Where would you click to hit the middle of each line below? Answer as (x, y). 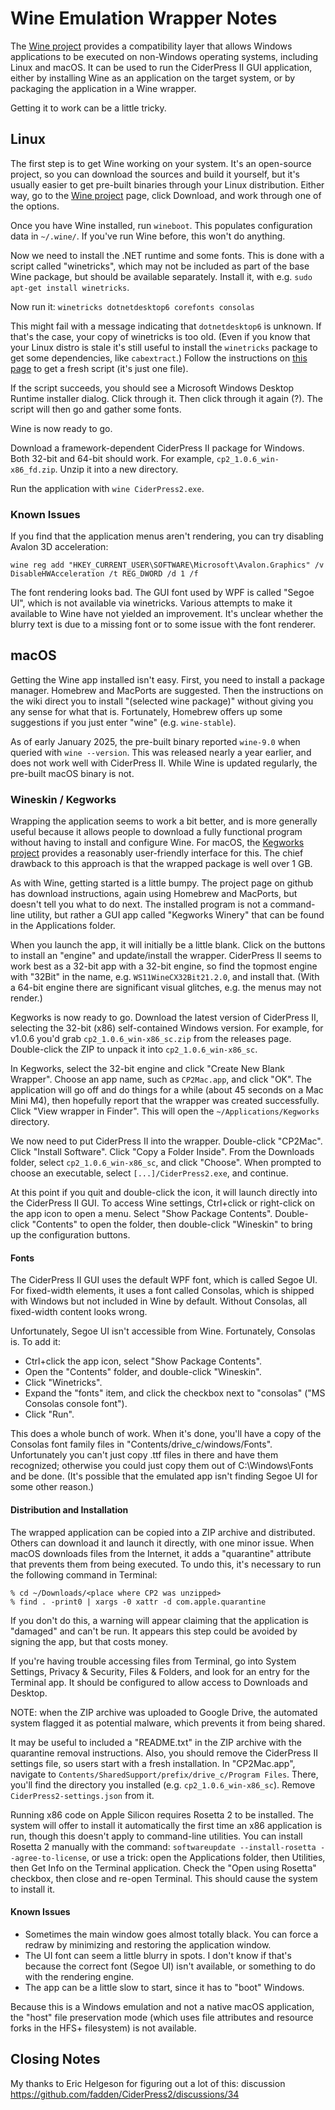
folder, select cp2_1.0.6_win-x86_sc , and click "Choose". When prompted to (166, 1163)
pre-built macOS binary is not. (72, 773)
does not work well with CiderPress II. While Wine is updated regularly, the (164, 763)
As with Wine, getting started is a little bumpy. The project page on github (162, 883)
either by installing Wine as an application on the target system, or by (153, 78)
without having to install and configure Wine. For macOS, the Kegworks (157, 843)
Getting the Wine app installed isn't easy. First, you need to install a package (167, 679)
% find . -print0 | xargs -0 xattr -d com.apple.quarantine (138, 1602)
